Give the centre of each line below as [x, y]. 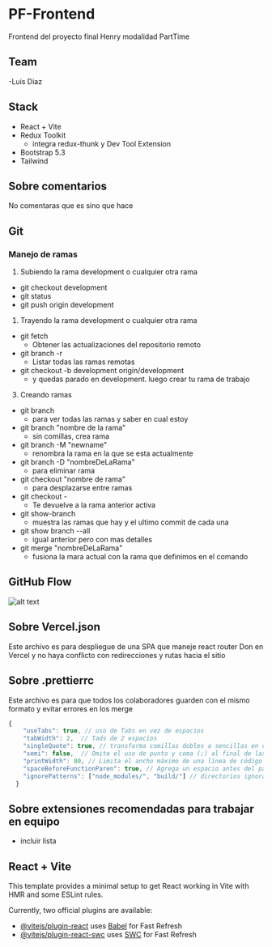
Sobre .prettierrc [51, 681]
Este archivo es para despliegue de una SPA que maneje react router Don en [136, 646]
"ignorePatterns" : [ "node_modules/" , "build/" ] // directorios [132, 776]
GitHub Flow [40, 582]
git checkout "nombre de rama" [72, 479]
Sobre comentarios [58, 186]
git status [36, 296]
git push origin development [67, 305]
